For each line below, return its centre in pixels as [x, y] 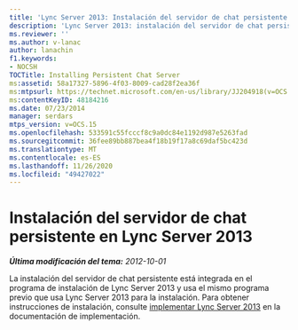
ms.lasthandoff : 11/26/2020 [61, 166]
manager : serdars [41, 116]
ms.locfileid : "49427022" [57, 174]
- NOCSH [24, 67]
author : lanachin [41, 51]
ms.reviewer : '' [39, 34]
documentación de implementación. [75, 317]
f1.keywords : [33, 59]
